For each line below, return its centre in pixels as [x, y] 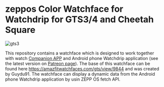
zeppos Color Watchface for [64, 9]
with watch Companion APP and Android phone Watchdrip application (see [82, 58]
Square [20, 30]
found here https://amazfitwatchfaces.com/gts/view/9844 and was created [82, 69]
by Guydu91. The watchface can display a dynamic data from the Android [80, 74]
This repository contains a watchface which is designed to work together [80, 53]
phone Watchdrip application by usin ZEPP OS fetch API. [63, 79]
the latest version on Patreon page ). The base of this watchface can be [78, 63]
